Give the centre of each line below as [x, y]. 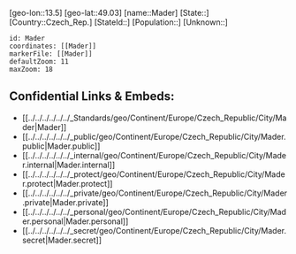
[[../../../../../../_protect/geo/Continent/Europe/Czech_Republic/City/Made [153, 174]
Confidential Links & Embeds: [92, 96]
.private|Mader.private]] [65, 202]
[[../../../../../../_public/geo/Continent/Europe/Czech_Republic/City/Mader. [154, 136]
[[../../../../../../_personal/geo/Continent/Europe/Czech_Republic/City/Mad [154, 212]
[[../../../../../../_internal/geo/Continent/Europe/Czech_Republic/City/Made [154, 155]
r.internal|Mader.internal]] [68, 165]
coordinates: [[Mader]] [53, 46]
